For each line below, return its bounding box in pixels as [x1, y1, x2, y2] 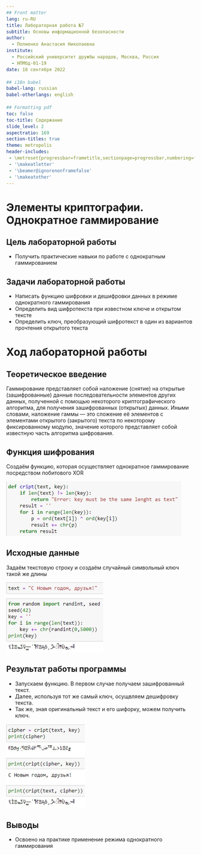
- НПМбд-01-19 [11, 60, 47, 66]
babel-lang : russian [6, 86, 58, 92]
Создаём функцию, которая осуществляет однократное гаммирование [6, 463, 190, 470]
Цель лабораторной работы [6, 237, 117, 247]
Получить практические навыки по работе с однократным [14, 253, 166, 260]
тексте [14, 312, 32, 319]
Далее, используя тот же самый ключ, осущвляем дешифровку [14, 693, 179, 700]
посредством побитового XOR [6, 469, 84, 476]
